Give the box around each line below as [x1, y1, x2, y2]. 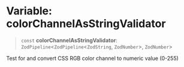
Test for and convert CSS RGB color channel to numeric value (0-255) [6, 54, 179, 62]
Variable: [6, 4, 53, 18]
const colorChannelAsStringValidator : [20, 36, 118, 44]
